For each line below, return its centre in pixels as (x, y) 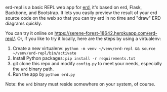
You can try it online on (29, 33)
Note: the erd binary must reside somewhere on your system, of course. (80, 84)
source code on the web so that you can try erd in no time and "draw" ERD (83, 18)
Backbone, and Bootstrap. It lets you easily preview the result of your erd (81, 13)
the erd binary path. (33, 69)
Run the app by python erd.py (44, 74)
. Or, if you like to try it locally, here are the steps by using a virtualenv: (88, 38)
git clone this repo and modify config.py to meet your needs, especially (87, 63)
